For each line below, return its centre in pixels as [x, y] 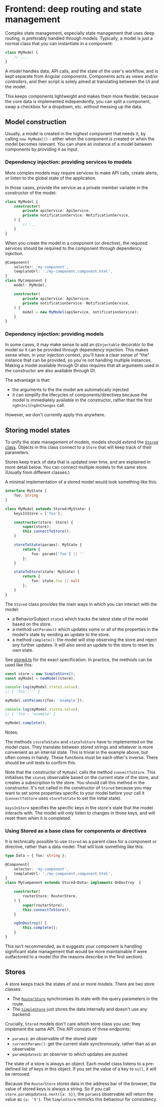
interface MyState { [26, 491]
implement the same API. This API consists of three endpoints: [68, 1029]
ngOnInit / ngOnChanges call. [38, 405]
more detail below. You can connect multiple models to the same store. [77, 467]
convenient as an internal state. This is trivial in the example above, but [77, 752]
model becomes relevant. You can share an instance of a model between [79, 144]
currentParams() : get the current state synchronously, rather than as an [84, 1044]
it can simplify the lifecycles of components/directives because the [80, 395]
